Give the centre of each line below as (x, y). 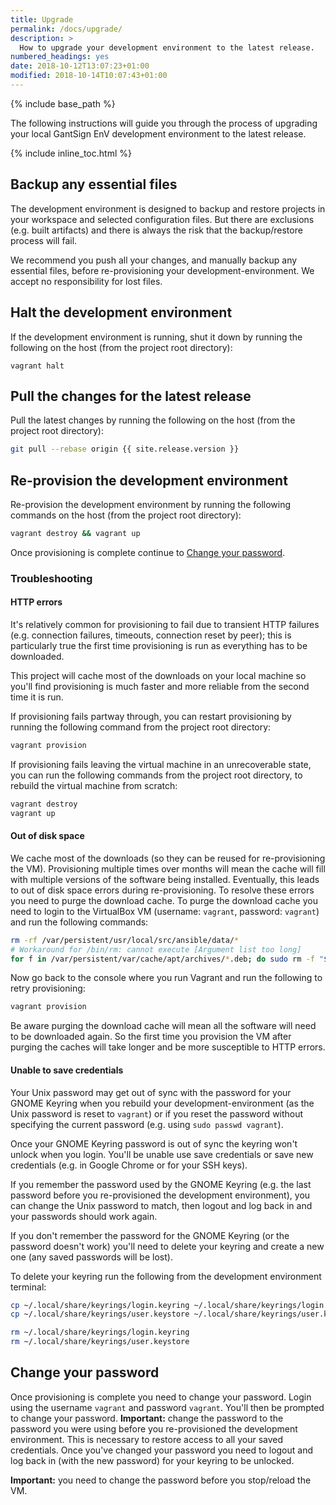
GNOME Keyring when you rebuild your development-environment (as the (162, 1103)
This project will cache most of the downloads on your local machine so (158, 675)
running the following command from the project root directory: (141, 727)
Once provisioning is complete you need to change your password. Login (161, 1397)
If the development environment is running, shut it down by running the (156, 337)
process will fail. (44, 240)
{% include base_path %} (63, 103)
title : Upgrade (42, 19)
